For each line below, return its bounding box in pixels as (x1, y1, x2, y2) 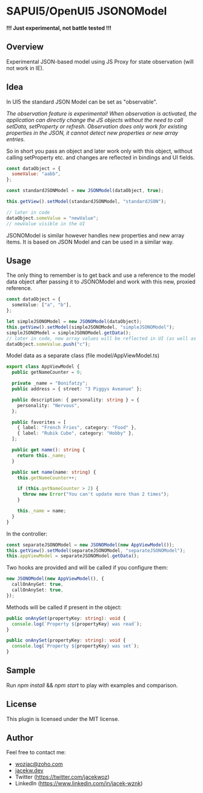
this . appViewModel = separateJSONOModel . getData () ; (6, 553, 139, 559)
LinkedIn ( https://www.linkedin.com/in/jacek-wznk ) (15, 780, 143, 787)
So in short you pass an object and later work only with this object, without (6, 147, 193, 154)
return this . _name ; (17, 453, 67, 459)
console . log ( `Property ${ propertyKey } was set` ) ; (12, 643, 139, 649)
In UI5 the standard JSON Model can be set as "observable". (6, 98, 158, 105)
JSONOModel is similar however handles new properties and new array (6, 231, 185, 239)
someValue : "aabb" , (12, 171, 61, 177)
